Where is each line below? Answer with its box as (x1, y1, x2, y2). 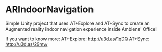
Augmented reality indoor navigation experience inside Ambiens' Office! (5, 25, 157, 32)
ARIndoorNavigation (5, 4, 94, 15)
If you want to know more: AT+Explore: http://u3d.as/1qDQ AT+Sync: (5, 36, 150, 42)
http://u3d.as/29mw (5, 41, 48, 47)
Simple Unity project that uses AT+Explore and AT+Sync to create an (5, 20, 150, 27)
